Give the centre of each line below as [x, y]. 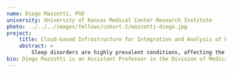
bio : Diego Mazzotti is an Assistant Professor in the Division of [106, 59]
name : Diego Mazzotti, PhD [46, 14]
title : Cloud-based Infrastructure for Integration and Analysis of [120, 40]
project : [19, 33]
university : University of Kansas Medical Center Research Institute [110, 20]
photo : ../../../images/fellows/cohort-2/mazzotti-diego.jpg [97, 26]
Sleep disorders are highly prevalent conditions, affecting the [128, 53]
